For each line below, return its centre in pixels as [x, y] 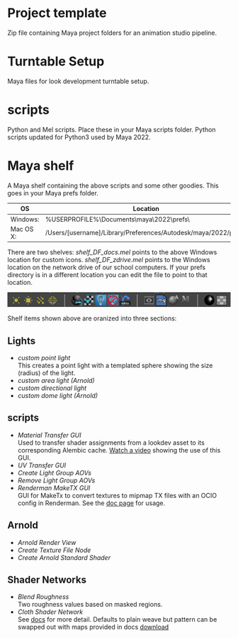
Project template [57, 13]
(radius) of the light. [46, 373]
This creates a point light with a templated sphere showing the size [115, 365]
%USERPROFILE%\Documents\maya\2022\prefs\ [117, 219]
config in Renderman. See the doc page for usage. [91, 503]
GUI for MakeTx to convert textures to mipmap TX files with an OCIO [117, 495]
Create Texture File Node [54, 550]
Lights [22, 341]
